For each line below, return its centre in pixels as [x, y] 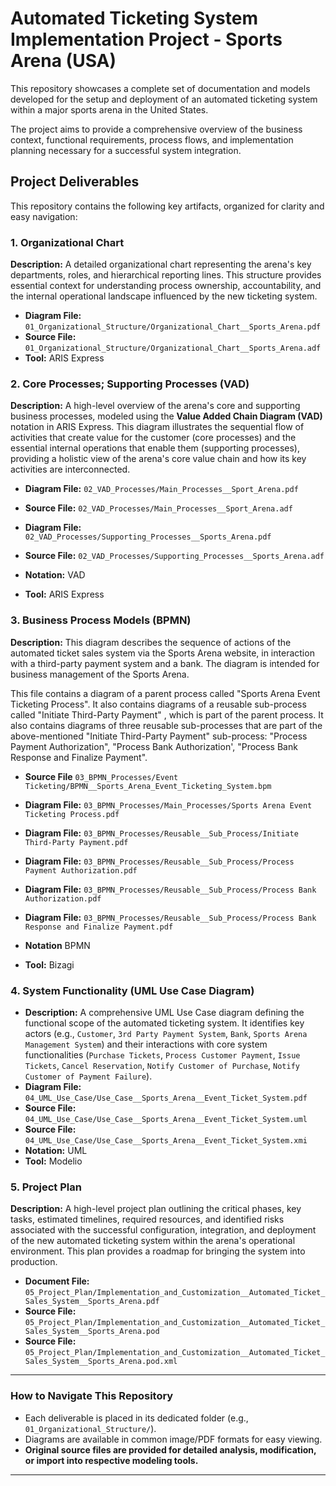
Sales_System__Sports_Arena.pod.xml [101, 1362]
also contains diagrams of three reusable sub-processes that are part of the [166, 725]
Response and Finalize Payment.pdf [99, 927]
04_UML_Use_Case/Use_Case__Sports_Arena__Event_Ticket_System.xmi [166, 1140]
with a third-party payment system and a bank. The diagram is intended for [165, 663]
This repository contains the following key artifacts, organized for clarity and [167, 206]
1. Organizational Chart [67, 242]
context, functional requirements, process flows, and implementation [152, 139]
